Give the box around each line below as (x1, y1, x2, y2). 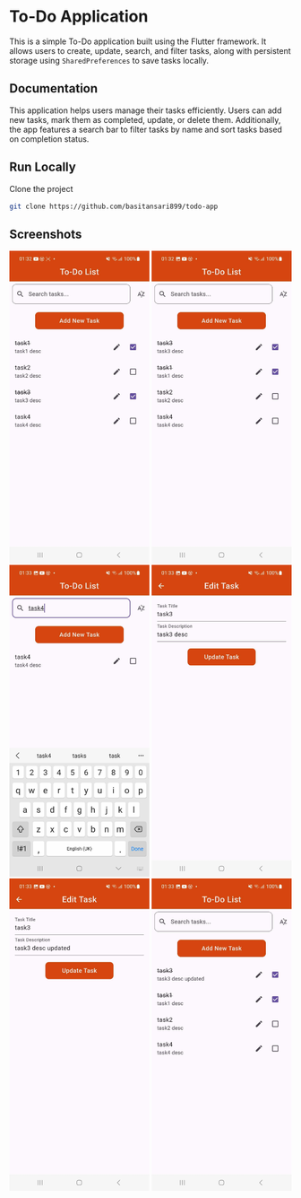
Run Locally (9, 160, 76, 175)
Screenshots (9, 226, 82, 241)
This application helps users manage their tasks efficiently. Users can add (9, 105, 282, 116)
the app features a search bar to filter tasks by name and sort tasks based (9, 124, 282, 135)
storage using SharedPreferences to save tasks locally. (9, 55, 209, 66)
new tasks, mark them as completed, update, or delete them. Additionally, (9, 114, 281, 125)
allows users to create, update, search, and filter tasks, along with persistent (9, 45, 291, 56)
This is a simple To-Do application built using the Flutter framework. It (9, 36, 267, 47)
